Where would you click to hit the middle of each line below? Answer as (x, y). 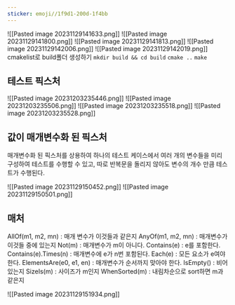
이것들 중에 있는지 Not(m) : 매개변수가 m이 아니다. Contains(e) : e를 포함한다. (114, 245)
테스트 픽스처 (34, 81)
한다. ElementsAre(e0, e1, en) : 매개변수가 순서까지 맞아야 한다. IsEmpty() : (111, 263)
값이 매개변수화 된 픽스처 (57, 137)
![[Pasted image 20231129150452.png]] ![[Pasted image (88, 187)
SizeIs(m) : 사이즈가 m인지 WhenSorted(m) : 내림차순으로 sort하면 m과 (125, 271)
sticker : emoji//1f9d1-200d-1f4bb (58, 14)
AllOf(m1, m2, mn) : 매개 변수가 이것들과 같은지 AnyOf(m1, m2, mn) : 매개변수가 (117, 236)
